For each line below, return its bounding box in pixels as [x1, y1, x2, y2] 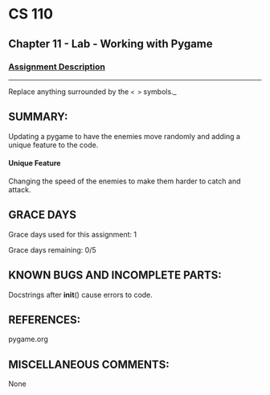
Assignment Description [8, 61, 106, 72]
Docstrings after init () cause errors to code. [8, 290, 153, 299]
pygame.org [8, 335, 48, 344]
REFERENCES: [8, 313, 81, 327]
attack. [8, 184, 31, 194]
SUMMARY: [8, 110, 68, 124]
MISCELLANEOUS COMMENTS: [8, 357, 170, 371]
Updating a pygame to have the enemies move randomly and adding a [8, 131, 241, 141]
